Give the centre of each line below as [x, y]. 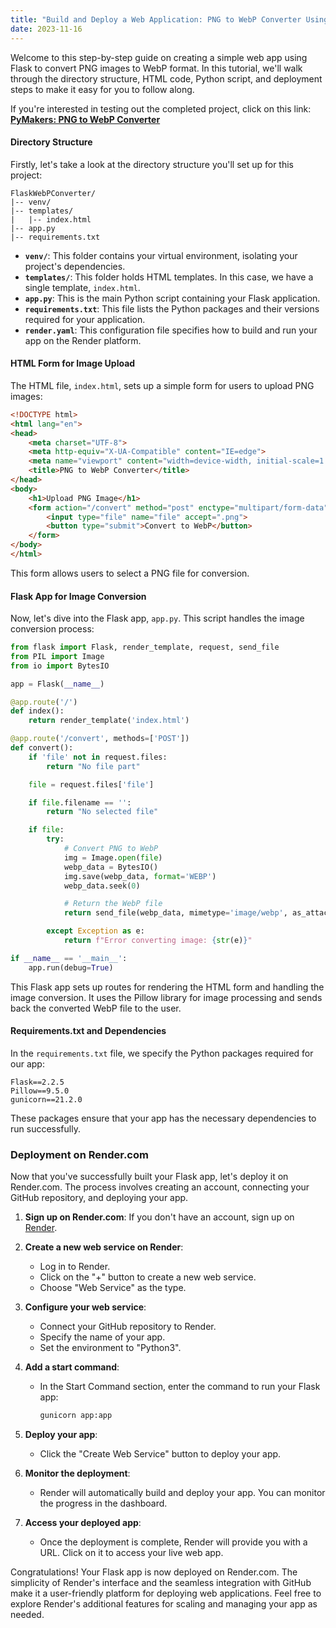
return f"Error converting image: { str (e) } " [158, 941]
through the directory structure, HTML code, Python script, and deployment [166, 78]
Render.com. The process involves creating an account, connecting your [160, 1187]
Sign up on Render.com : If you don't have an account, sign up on [159, 1217]
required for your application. [85, 319]
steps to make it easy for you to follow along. [102, 89]
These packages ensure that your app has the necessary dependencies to [163, 1118]
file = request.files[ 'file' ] [91, 784]
